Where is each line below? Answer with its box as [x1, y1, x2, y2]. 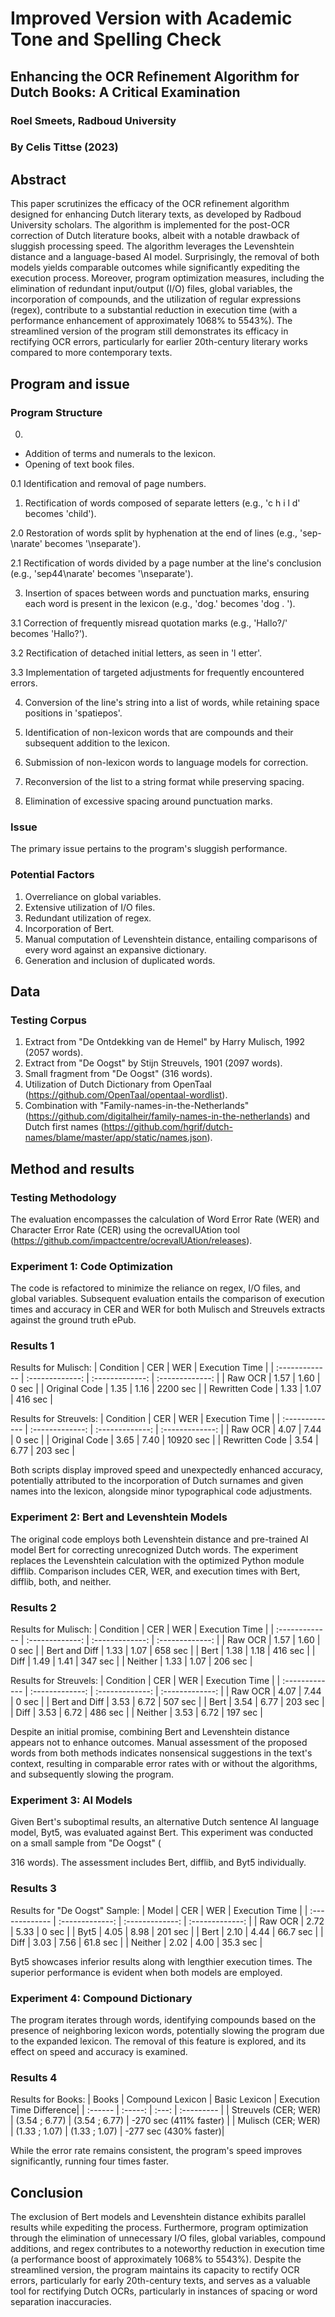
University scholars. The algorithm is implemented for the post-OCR [10, 219, 290, 231]
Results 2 [10, 1600, 57, 1614]
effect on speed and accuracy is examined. [10, 2045, 188, 2057]
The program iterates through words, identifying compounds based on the [10, 2013, 317, 2026]
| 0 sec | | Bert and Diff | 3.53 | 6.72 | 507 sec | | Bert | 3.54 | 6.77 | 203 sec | [10, 1696, 325, 1708]
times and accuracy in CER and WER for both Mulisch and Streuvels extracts [10, 1303, 326, 1316]
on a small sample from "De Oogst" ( [10, 1837, 162, 1849]
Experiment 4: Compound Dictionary [10, 1991, 193, 2005]
